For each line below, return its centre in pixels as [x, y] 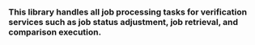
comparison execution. [55, 32]
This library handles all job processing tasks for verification [128, 12]
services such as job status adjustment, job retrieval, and [123, 22]
